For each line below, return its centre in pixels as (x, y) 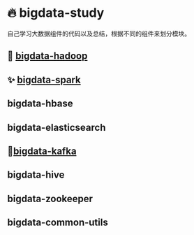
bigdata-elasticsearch (57, 127)
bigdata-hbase (40, 104)
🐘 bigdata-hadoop (47, 56)
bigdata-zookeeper (50, 198)
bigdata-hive (36, 175)
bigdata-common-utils (58, 223)
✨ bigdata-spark (44, 79)
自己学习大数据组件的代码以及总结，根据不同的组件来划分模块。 (99, 34)
